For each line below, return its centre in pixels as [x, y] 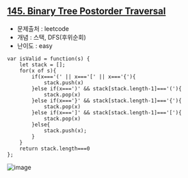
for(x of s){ [38, 71]
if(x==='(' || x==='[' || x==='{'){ [84, 77]
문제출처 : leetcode [43, 28]
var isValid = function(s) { [49, 59]
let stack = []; [43, 64]
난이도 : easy [35, 46]
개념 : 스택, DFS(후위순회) [52, 37]
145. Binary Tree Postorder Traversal [86, 11]
